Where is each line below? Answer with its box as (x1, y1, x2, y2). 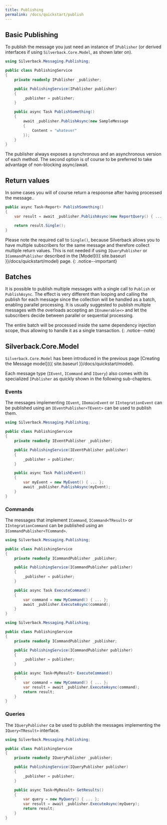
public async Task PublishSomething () (14, 109, 95, 114)
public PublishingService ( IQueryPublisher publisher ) (14, 764, 128, 770)
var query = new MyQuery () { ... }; (23, 797, 99, 802)
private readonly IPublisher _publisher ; (14, 77, 101, 82)
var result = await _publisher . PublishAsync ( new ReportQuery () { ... (14, 214, 162, 219)
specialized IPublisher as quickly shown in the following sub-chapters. (5, 376, 152, 382)
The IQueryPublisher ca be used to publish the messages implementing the (5, 722, 161, 728)
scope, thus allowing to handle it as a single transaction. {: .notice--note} (5, 327, 155, 334)
